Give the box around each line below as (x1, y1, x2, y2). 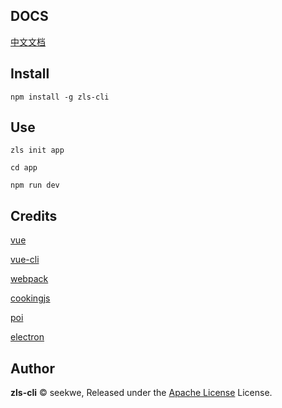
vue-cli (10, 254, 40, 266)
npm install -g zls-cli (10, 92, 110, 102)
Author (10, 360, 55, 377)
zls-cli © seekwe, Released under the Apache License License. (10, 387, 273, 399)
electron (10, 331, 45, 343)
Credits (10, 207, 58, 224)
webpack (10, 273, 49, 285)
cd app (10, 163, 38, 173)
